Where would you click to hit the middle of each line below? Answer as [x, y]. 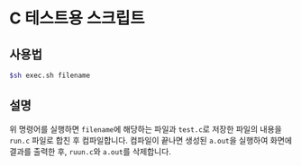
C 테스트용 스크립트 [78, 18]
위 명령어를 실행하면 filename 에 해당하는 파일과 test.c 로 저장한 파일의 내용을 [146, 129]
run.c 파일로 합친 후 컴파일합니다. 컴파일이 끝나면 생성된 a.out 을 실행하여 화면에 [151, 140]
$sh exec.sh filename [50, 75]
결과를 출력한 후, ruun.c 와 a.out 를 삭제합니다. [90, 151]
